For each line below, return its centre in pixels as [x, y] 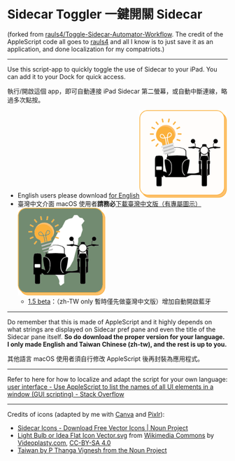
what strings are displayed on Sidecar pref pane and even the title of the [112, 329]
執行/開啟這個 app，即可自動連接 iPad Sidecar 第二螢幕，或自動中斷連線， [114, 91]
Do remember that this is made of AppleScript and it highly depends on [109, 322]
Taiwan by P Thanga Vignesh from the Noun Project [92, 450]
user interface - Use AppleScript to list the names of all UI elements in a [111, 387]
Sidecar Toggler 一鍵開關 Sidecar [105, 14]
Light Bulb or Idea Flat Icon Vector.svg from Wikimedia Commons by [116, 435]
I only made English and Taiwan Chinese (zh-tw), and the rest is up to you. [117, 344]
